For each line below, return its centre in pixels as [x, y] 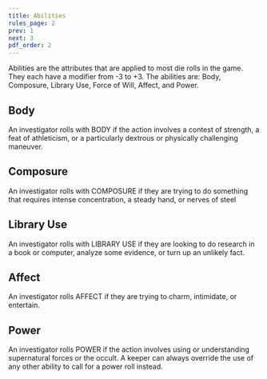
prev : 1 [21, 30]
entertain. [24, 305]
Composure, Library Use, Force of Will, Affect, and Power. [104, 86]
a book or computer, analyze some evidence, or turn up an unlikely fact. [127, 252]
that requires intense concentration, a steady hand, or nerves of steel [122, 199]
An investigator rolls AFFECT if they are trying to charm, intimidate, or [123, 297]
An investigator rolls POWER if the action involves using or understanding [129, 349]
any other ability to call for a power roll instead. [86, 367]
